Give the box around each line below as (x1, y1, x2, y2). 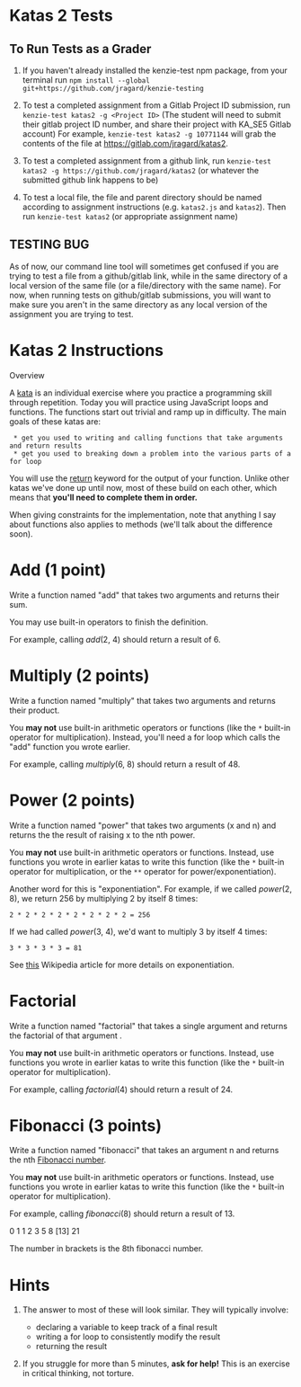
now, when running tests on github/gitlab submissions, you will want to (9, 289, 271, 300)
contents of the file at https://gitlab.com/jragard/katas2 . (22, 138, 229, 148)
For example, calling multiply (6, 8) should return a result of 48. (9, 759, 241, 769)
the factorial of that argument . (9, 1030, 123, 1041)
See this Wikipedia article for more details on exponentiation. (9, 959, 235, 970)
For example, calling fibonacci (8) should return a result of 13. (9, 1208, 235, 1219)
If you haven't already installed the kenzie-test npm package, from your (22, 65, 288, 76)
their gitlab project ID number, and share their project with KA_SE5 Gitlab (22, 119, 292, 129)
